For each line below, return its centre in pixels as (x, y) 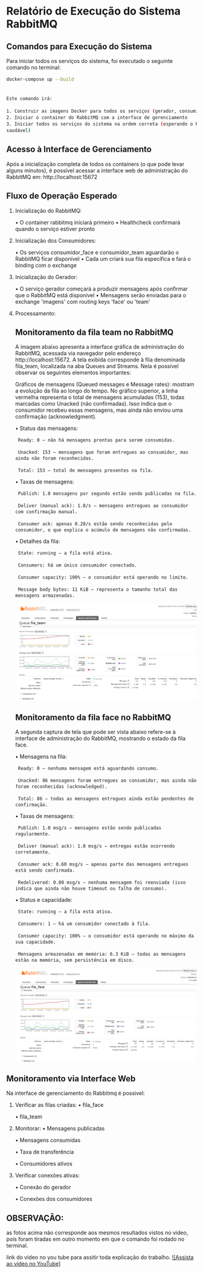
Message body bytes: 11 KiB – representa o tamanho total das (98, 589)
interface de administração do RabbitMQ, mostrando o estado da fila (100, 738)
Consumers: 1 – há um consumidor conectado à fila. (84, 924)
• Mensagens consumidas (48, 1140)
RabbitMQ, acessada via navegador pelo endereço (78, 354)
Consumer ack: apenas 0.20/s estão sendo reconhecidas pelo (95, 524)
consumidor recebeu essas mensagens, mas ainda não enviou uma (99, 410)
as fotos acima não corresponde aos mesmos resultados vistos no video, (97, 1233)
